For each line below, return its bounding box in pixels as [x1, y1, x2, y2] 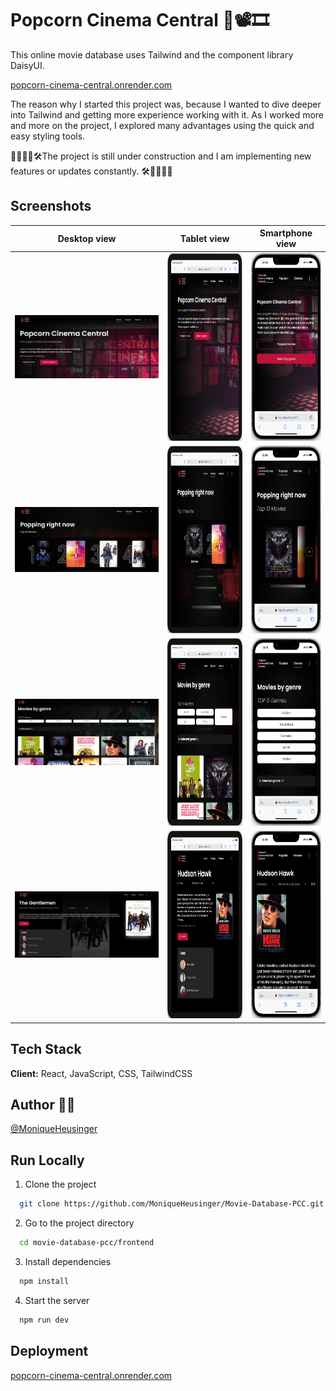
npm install [19, 1276, 70, 1286]
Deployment [10, 1343, 89, 1360]
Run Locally [10, 1152, 85, 1169]
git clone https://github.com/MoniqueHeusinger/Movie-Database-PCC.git [19, 1199, 325, 1209]
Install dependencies [24, 1255, 112, 1267]
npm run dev [19, 1315, 70, 1325]
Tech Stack [10, 1041, 82, 1058]
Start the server [24, 1294, 90, 1306]
